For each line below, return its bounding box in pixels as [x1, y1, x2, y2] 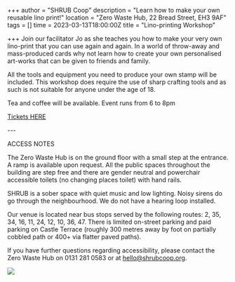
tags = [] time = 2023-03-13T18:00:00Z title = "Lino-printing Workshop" [7, 21, 216, 29]
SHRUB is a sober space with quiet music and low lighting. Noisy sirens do [7, 189, 223, 197]
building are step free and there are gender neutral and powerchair [7, 168, 201, 176]
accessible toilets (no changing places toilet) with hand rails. [7, 175, 182, 184]
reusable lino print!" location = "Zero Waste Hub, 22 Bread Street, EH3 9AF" [7, 13, 227, 22]
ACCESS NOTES [7, 140, 55, 148]
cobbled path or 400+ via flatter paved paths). [7, 233, 142, 241]
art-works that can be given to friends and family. [7, 57, 151, 65]
